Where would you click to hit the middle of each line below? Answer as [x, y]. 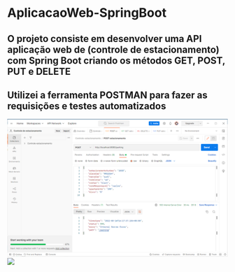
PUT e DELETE [39, 71]
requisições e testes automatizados [87, 106]
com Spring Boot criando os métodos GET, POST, [116, 60]
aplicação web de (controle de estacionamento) [113, 49]
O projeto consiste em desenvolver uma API [105, 39]
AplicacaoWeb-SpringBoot [87, 13]
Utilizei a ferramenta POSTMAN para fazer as [107, 95]
